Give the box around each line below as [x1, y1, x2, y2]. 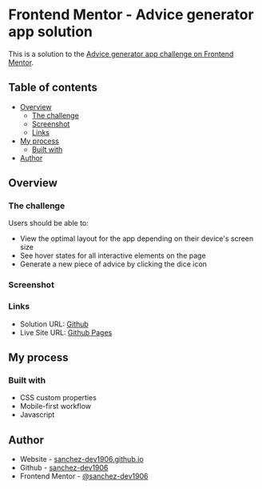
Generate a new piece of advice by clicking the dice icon [19, 259, 208, 269]
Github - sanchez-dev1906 [19, 463, 109, 473]
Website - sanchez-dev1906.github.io [19, 455, 144, 464]
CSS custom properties [19, 393, 97, 403]
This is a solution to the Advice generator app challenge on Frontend [8, 49, 234, 58]
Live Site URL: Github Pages [19, 327, 113, 337]
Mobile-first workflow [19, 402, 92, 411]
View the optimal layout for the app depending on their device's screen [19, 234, 254, 243]
